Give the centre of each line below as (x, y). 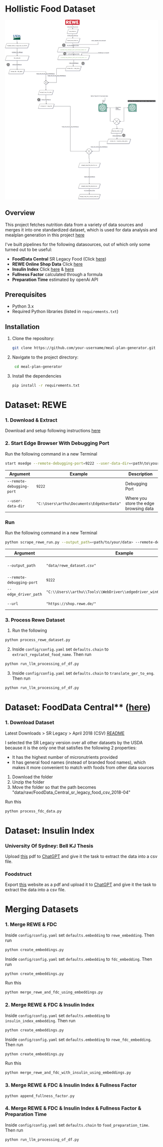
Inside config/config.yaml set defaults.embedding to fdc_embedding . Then (79, 959)
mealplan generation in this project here (45, 235)
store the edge (140, 503)
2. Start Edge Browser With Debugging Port (57, 443)
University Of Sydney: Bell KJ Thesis (49, 846)
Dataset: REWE (36, 405)
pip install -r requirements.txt (46, 385)
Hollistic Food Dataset (50, 9)
